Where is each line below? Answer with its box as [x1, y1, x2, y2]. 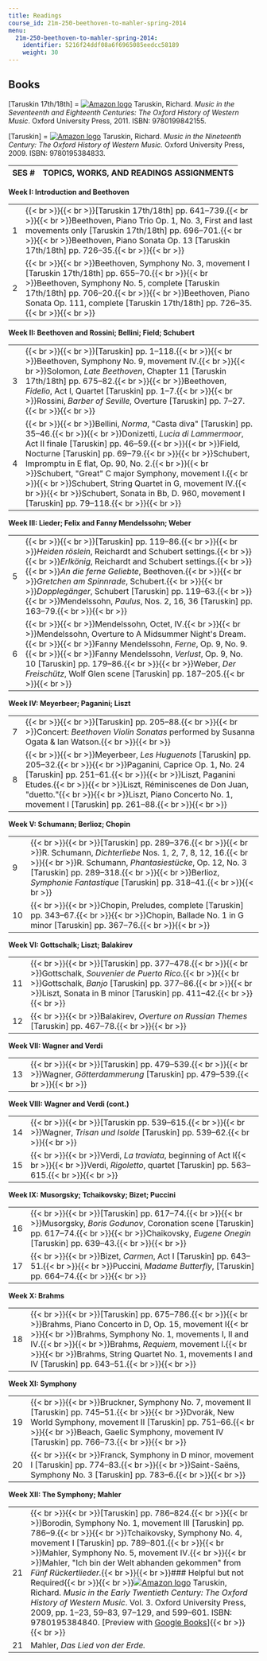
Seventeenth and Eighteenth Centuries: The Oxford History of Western [8, 107, 240, 117]
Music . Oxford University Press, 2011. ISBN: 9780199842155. [8, 116, 207, 126]
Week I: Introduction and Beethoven [8, 187, 130, 196]
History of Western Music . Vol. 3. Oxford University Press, [30, 1597, 246, 1608]
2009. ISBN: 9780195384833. [8, 148, 106, 157]
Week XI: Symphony [8, 1379, 77, 1388]
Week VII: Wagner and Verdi [8, 1041, 103, 1050]
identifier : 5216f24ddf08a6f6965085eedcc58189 [22, 41, 180, 49]
